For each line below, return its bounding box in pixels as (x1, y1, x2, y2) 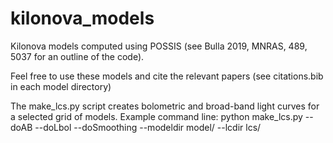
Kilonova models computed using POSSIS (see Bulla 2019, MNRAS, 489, (10, 40, 308, 52)
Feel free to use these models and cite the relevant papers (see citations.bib (10, 70, 324, 82)
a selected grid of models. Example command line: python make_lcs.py (10, 110, 303, 122)
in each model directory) (10, 80, 112, 92)
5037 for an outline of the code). (10, 50, 145, 62)
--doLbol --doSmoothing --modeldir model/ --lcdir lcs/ (34, 121, 262, 133)
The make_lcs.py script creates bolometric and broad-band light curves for (10, 100, 320, 112)
